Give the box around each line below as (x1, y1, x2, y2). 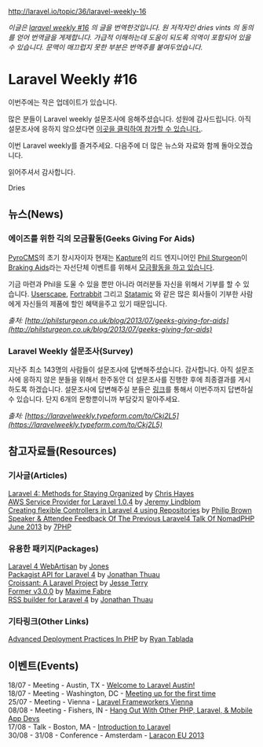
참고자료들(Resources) (8, 444, 117, 458)
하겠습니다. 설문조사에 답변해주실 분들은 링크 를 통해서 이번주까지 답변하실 (28, 385, 254, 394)
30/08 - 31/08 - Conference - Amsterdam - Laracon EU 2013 (8, 730, 205, 740)
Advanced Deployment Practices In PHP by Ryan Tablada (8, 635, 194, 644)
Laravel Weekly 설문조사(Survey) (8, 345, 133, 356)
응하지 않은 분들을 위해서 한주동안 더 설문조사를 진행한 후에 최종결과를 (22, 374, 237, 384)
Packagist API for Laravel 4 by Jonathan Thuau (8, 569, 160, 579)
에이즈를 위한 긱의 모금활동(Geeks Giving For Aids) (8, 234, 195, 245)
